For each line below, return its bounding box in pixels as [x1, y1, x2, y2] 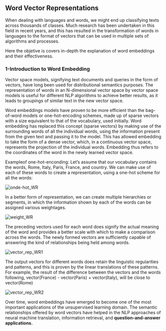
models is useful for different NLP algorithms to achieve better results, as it [5, 93, 158, 99]
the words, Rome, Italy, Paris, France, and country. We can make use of [5, 165, 151, 170]
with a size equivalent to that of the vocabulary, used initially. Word [5, 118, 142, 124]
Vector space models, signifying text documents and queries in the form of [5, 77, 158, 83]
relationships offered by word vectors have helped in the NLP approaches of [5, 310, 161, 316]
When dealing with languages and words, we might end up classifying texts [5, 17, 160, 23]
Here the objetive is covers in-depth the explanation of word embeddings [5, 48, 155, 54]
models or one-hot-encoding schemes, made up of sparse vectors [22, 112, 159, 118]
